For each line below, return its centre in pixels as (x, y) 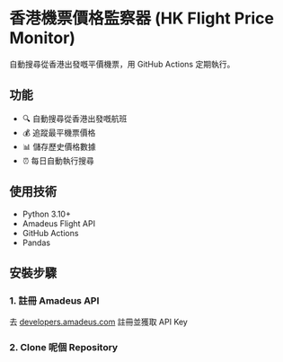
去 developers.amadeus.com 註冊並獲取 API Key (99, 322)
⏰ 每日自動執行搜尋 (58, 160)
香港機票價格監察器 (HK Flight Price (141, 18)
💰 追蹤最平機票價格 (59, 132)
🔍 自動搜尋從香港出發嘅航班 (75, 119)
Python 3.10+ (47, 214)
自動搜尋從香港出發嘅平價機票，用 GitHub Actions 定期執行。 (122, 64)
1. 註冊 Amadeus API (54, 300)
